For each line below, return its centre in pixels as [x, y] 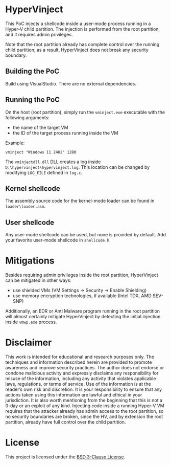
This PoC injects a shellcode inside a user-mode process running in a [78, 24]
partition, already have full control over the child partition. [66, 422]
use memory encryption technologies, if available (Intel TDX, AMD [82, 296]
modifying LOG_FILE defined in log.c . [44, 172]
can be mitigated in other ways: [38, 280]
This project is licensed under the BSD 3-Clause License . [65, 457]
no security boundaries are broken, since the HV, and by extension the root [84, 417]
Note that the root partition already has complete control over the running [82, 44]
